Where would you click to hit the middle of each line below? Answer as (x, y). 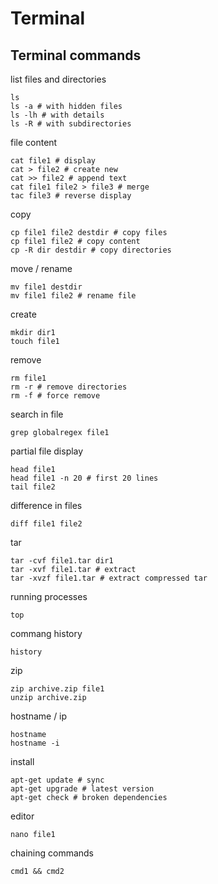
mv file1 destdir (46, 287)
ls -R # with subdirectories (71, 124)
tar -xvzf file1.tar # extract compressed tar (109, 578)
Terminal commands (76, 55)
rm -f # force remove (55, 396)
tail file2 (33, 487)
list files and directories (58, 79)
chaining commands (52, 853)
